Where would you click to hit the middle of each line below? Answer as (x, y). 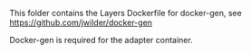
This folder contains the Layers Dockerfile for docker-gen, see (125, 13)
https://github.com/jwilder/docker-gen (81, 22)
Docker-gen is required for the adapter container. (101, 40)
